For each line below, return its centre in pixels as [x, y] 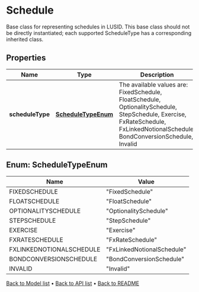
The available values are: [153, 85]
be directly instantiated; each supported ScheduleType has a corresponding [99, 33]
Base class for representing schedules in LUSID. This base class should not [98, 27]
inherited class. [25, 39]
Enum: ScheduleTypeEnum [57, 165]
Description [157, 75]
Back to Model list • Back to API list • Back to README [73, 283]
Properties [26, 58]
